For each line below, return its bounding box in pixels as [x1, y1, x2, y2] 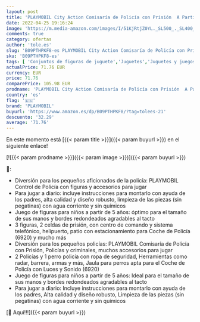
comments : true [6, 31, 44, 37]
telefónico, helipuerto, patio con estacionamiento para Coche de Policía [14, 228, 190, 235]
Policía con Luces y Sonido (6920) [14, 266, 100, 273]
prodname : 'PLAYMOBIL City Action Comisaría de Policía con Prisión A [6, 86, 187, 92]
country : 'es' [6, 92, 42, 98]
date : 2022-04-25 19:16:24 [6, 20, 73, 26]
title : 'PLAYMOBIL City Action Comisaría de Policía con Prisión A [6, 14, 180, 20]
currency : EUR [6, 70, 42, 76]
